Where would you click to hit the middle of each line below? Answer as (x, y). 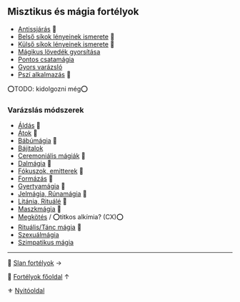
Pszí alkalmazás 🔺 (44, 74)
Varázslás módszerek (46, 110)
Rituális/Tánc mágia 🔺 (50, 227)
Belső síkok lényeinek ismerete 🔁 (66, 36)
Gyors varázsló (40, 66)
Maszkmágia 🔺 (40, 209)
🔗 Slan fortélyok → (35, 263)
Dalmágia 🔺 (35, 163)
